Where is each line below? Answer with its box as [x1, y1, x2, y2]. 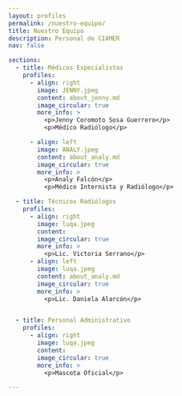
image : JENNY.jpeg [37, 86, 99, 94]
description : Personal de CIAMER [8, 34, 120, 43]
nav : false [8, 42, 45, 50]
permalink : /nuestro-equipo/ [8, 19, 106, 27]
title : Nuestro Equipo [8, 27, 84, 35]
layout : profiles [8, 11, 67, 20]
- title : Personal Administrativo [15, 316, 131, 324]
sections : [8, 56, 42, 64]
